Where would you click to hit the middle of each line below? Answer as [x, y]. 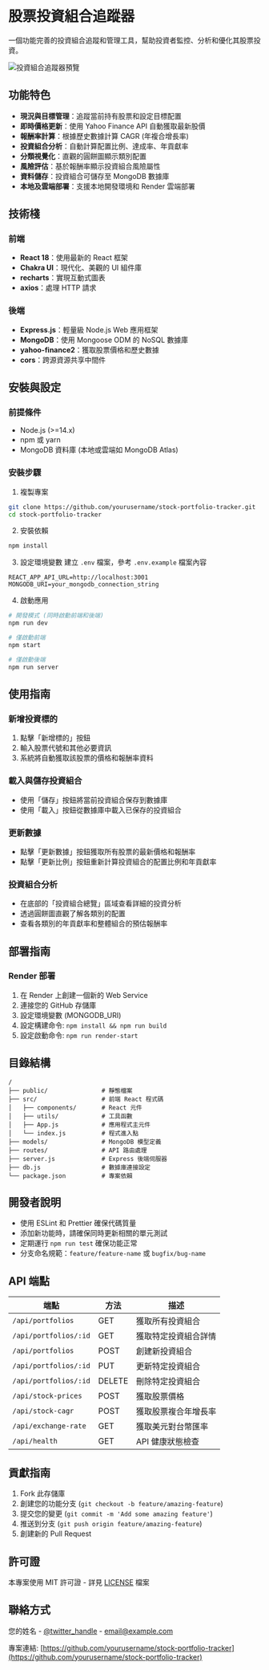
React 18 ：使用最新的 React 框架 [74, 258]
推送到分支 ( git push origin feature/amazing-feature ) [111, 1524]
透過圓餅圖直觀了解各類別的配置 [72, 914]
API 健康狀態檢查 [168, 1442]
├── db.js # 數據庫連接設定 [79, 1167]
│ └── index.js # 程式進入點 [73, 1133]
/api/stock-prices [47, 1396]
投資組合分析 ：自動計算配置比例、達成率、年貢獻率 [104, 146]
